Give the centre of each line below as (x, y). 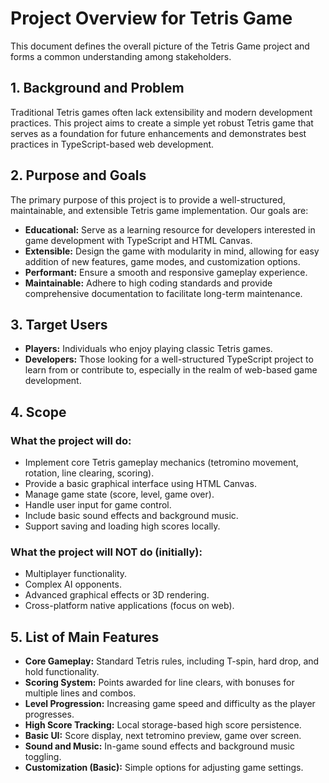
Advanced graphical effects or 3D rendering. (117, 595)
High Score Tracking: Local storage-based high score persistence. (163, 725)
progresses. (49, 714)
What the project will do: (71, 440)
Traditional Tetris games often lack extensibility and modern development (161, 112)
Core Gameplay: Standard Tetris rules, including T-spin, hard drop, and (172, 661)
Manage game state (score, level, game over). (119, 494)
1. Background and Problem (97, 88)
